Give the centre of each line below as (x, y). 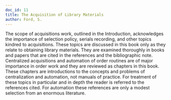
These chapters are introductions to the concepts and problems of (75, 72)
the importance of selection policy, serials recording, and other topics (78, 39)
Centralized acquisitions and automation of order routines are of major (79, 61)
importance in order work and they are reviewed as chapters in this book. (82, 66)
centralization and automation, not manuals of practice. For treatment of (81, 77)
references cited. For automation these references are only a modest (78, 88)
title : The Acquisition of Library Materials (54, 15)
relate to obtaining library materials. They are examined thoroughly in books (85, 50)
